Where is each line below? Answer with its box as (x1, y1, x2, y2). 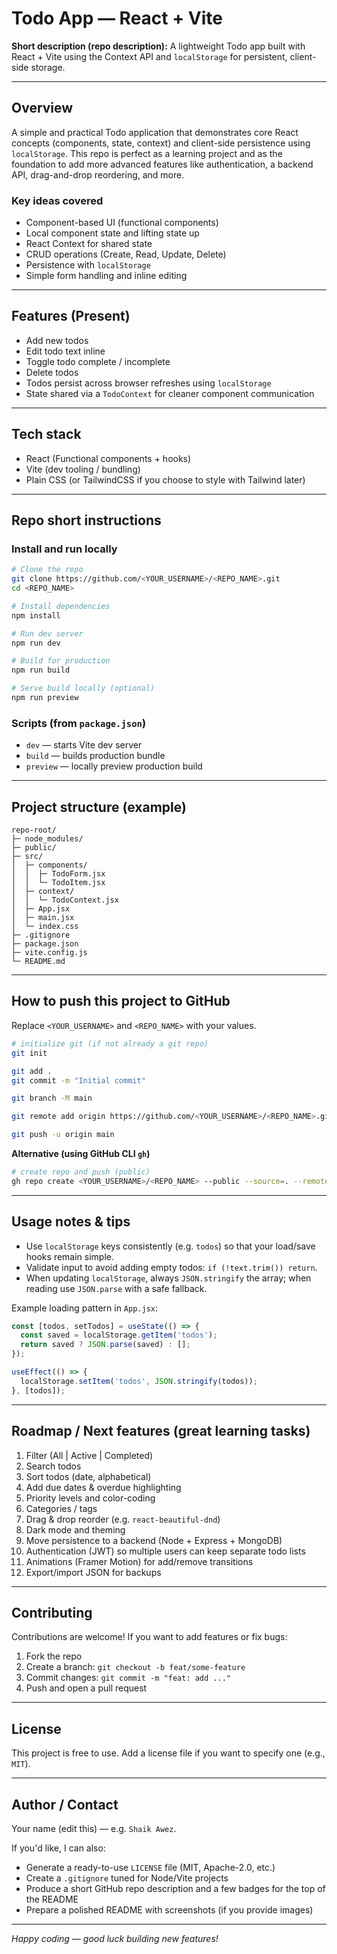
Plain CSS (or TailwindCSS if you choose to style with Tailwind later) (25, 473, 306, 486)
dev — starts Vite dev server (25, 739, 143, 751)
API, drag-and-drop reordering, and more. (11, 168, 185, 181)
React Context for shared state (25, 238, 153, 250)
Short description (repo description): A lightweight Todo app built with (11, 40, 306, 52)
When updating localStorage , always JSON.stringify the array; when (25, 1272, 312, 1284)
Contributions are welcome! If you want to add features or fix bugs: (11, 1631, 288, 1643)
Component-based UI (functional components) (25, 217, 219, 229)
